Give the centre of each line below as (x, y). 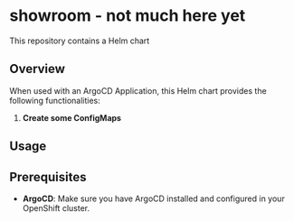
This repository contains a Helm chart (80, 41)
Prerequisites (48, 177)
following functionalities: (55, 100)
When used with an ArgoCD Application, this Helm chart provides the (138, 90)
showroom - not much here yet (128, 16)
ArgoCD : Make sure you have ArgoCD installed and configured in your (153, 198)
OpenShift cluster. (56, 207)
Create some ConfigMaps (72, 117)
